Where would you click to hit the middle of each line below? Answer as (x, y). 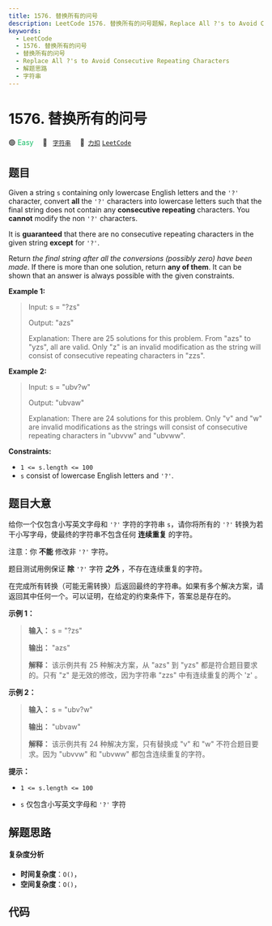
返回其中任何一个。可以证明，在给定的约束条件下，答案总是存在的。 (122, 596)
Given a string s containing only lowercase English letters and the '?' (123, 193)
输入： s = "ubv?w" (60, 710)
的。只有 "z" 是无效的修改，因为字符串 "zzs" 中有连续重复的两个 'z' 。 (145, 675)
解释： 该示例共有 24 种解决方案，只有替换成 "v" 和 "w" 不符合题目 (140, 744)
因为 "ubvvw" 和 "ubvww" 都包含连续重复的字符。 (126, 754)
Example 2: (28, 371)
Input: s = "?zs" (54, 307)
